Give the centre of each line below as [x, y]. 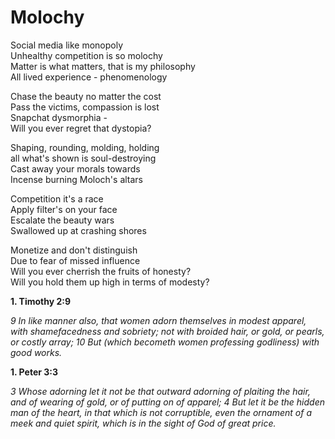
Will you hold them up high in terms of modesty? [110, 282]
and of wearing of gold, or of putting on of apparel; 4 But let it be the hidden [167, 402]
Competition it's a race [57, 198]
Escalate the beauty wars [62, 220]
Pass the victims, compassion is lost [85, 107]
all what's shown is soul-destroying [83, 158]
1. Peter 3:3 [34, 372]
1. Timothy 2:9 [41, 301]
